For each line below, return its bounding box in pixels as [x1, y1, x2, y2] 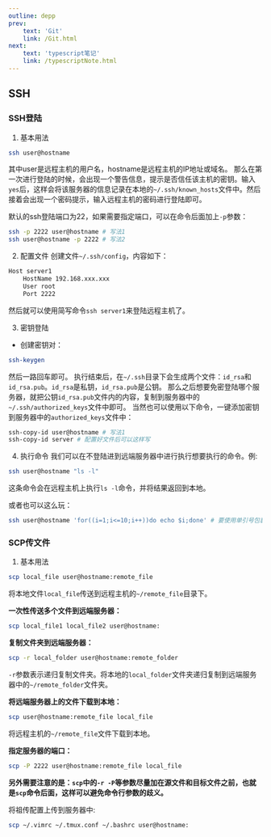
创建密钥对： [19, 340, 63, 349]
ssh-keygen [8, 356, 45, 364]
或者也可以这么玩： [8, 501, 73, 510]
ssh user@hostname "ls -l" [8, 467, 99, 476]
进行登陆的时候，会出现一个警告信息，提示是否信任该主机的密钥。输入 [22, 175, 256, 184]
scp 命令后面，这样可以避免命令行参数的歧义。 [15, 788, 168, 797]
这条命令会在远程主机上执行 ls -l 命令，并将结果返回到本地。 [8, 483, 211, 493]
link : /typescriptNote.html [23, 57, 117, 66]
